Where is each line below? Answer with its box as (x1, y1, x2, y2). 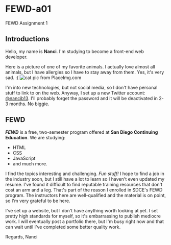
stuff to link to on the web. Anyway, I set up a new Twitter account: (5, 90, 145, 96)
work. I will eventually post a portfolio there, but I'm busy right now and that (5, 218, 164, 225)
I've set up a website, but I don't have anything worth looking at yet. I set (5, 207, 158, 213)
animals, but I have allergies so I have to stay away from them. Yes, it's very (5, 69, 164, 75)
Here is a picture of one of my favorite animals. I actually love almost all (5, 63, 155, 69)
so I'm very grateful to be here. (5, 198, 70, 204)
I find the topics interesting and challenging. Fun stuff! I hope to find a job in (5, 170, 164, 177)
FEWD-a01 (5, 3, 52, 15)
